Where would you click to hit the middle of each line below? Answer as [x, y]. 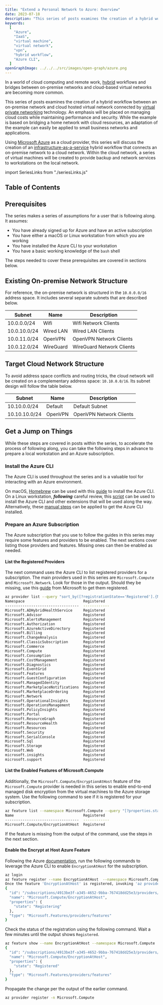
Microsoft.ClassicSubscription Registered [55, 642]
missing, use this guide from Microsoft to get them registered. [67, 588]
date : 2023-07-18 [23, 14]
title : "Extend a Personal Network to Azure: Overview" [63, 9]
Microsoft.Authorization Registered [55, 624]
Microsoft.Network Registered [55, 696]
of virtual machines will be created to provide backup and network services [81, 158]
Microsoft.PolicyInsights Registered [55, 710]
